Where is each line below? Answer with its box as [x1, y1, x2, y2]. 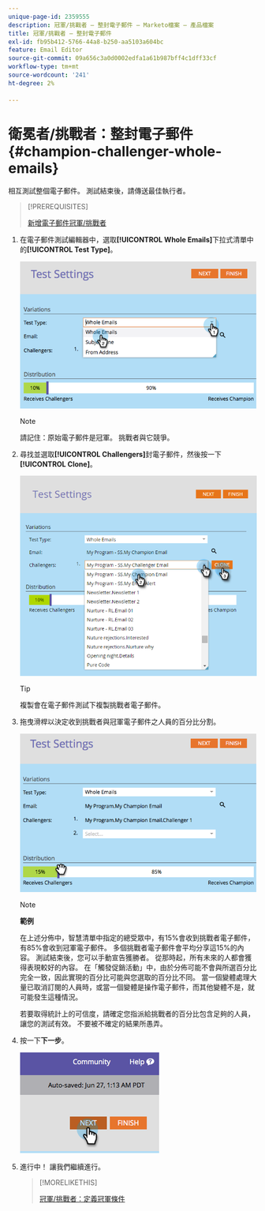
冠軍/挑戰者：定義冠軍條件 [39, 1194, 125, 1203]
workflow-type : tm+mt [8, 63, 80, 71]
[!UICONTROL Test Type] [26, 245, 110, 254]
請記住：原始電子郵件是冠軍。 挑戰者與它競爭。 [19, 433, 174, 442]
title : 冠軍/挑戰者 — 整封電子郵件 [8, 29, 112, 37]
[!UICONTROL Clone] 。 [19, 459, 97, 469]
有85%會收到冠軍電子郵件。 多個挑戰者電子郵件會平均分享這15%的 [19, 943, 238, 952]
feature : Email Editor [8, 46, 83, 54]
